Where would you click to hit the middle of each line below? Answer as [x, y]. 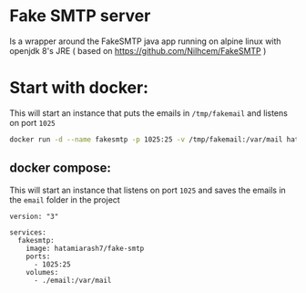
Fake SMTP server [80, 16]
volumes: [42, 272]
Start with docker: [79, 88]
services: [28, 232]
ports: [38, 256]
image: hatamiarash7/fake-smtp [85, 248]
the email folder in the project [65, 199]
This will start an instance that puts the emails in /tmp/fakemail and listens [149, 113]
